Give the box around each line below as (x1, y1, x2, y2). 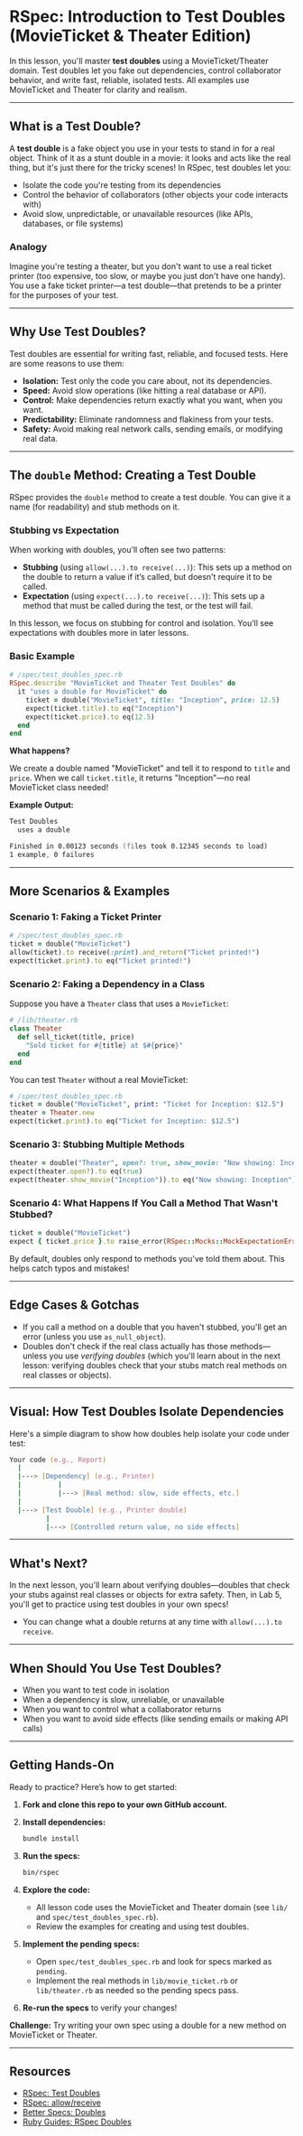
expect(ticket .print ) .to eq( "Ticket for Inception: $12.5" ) (9, 1117, 241, 1126)
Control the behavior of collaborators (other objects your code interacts (22, 189, 289, 200)
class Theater (9, 1024, 63, 1033)
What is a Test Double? (9, 119, 142, 135)
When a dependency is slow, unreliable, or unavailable (22, 1694, 225, 1705)
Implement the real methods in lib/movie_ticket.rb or (35, 1975, 239, 1986)
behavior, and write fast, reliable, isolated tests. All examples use (9, 74, 250, 85)
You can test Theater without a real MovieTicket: (9, 1074, 188, 1085)
